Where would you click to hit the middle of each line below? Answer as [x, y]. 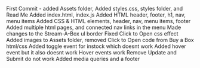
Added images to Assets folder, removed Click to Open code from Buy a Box [100, 40]
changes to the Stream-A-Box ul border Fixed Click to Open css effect [92, 34]
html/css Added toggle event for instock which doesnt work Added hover [96, 46]
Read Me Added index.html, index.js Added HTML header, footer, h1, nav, [96, 15]
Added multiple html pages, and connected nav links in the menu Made [94, 27]
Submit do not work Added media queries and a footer [73, 59]
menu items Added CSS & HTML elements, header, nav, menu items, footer [99, 21]
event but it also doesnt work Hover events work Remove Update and [92, 52]
